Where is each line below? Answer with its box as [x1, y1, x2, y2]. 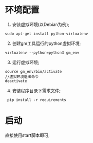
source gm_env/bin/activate [5, 69, 62, 74]
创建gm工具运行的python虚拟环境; [12, 40, 81, 46]
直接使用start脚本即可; [5, 132, 50, 138]
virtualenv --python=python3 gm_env [5, 50, 79, 55]
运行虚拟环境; [12, 59, 40, 65]
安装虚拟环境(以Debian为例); [12, 21, 70, 27]
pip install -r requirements [7, 97, 67, 102]
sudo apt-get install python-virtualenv [5, 31, 89, 36]
